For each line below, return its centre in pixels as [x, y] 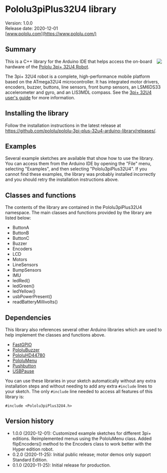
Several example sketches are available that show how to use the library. [80, 158]
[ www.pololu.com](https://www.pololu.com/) [51, 33]
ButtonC [21, 238]
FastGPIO [22, 345]
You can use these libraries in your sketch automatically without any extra [81, 381]
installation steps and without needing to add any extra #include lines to [79, 386]
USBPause [23, 371]
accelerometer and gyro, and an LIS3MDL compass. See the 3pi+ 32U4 [79, 92]
